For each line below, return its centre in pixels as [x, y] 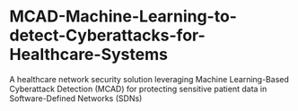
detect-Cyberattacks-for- [108, 35]
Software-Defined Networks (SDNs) [76, 98]
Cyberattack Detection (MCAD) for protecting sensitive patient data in [138, 89]
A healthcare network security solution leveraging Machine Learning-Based [149, 79]
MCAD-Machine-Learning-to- [123, 17]
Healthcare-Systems [89, 55]
